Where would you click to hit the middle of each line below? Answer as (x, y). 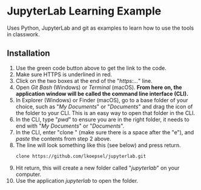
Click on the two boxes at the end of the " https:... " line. (84, 80)
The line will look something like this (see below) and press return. (98, 145)
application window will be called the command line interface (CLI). (102, 93)
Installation (28, 54)
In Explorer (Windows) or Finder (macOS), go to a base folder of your (102, 100)
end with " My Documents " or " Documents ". (70, 126)
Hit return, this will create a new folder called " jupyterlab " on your (97, 168)
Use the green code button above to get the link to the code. (91, 68)
